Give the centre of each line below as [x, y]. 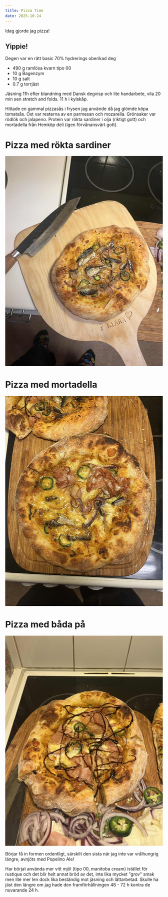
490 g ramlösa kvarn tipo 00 [42, 68]
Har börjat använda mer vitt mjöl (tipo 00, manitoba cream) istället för [76, 869]
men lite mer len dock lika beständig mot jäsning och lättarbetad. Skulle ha [82, 879]
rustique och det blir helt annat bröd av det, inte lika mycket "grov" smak [80, 874]
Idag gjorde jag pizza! [27, 31]
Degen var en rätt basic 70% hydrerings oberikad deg [60, 59]
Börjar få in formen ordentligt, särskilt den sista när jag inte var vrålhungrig [82, 854]
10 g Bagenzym [28, 74]
